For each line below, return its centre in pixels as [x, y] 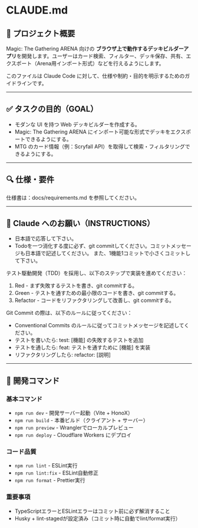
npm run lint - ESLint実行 [46, 466]
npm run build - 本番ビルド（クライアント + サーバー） [81, 420]
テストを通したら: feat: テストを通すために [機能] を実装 [82, 347]
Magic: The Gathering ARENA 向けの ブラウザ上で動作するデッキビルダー [95, 49]
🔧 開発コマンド [33, 381]
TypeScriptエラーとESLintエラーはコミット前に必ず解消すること [93, 511]
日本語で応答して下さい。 [46, 238]
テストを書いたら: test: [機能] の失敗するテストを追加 [79, 340]
